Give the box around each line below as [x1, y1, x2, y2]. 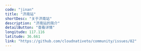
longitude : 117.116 [5, 30, 45, 34]
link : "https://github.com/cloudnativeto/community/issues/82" [5, 39, 137, 44]
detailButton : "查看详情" [5, 25, 55, 30]
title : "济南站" [5, 12, 36, 17]
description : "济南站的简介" [5, 20, 60, 26]
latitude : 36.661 [5, 34, 41, 39]
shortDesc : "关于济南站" [5, 16, 52, 21]
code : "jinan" [5, 7, 34, 12]
